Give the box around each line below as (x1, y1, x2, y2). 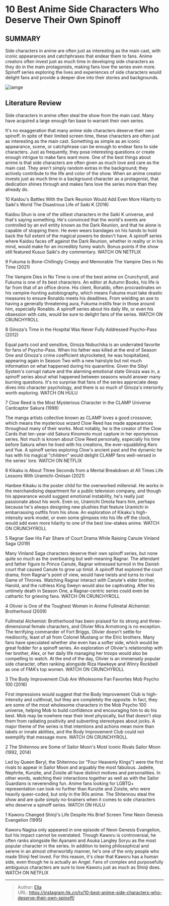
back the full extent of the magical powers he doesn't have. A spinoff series (5, 233, 162, 239)
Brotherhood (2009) (5, 608, 47, 614)
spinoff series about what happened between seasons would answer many (5, 373, 161, 379)
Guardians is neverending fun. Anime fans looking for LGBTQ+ (5, 780, 134, 786)
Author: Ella (17, 884, 42, 890)
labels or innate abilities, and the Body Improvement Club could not (5, 728, 144, 734)
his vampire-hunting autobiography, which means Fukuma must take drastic (5, 290, 162, 296)
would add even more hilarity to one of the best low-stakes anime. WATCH (5, 520, 160, 526)
